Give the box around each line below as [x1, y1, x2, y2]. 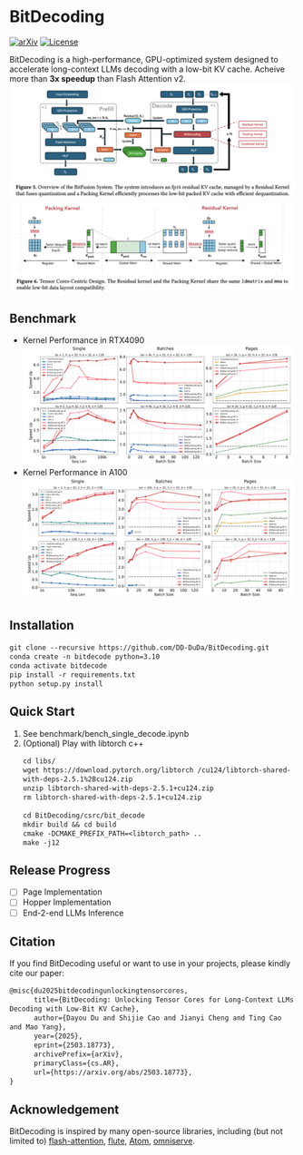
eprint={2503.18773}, [33, 1041, 116, 1050]
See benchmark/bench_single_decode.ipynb [22, 728, 190, 739]
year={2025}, [33, 1032, 83, 1041]
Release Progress [9, 862, 111, 877]
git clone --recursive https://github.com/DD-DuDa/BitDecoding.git [9, 642, 270, 652]
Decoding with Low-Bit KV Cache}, [9, 1004, 141, 1013]
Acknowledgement [9, 1101, 120, 1117]
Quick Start [9, 704, 75, 719]
